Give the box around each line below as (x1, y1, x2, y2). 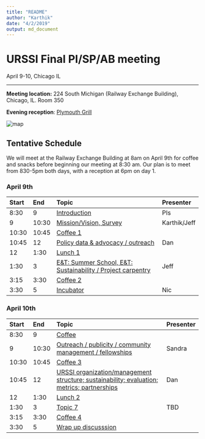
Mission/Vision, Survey (56, 218, 123, 227)
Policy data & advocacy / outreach (56, 238, 154, 247)
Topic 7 (56, 403, 78, 411)
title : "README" (6, 9, 48, 15)
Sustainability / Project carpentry (56, 266, 151, 275)
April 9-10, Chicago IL (6, 73, 61, 80)
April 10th (6, 304, 36, 312)
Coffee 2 (56, 276, 82, 284)
